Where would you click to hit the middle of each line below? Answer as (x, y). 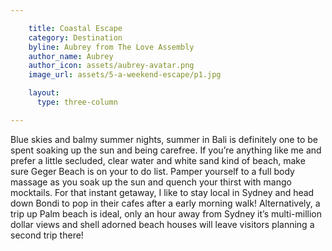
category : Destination (75, 37)
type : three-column (77, 102)
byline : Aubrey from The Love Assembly (111, 47)
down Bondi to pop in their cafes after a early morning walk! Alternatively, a (165, 203)
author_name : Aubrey (71, 56)
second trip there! (47, 235)
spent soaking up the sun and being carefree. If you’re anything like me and (166, 150)
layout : (44, 93)
